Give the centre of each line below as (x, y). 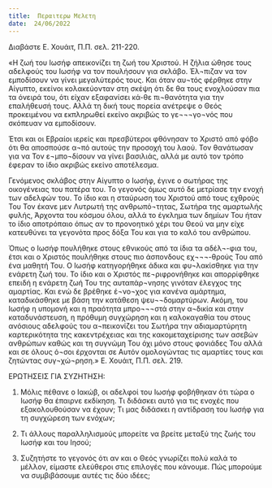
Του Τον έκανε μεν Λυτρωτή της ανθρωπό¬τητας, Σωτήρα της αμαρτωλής (136, 206)
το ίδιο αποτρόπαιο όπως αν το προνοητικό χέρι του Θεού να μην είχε (127, 224)
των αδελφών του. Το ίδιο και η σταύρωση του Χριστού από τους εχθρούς (134, 198)
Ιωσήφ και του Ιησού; (56, 442)
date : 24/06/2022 (39, 24)
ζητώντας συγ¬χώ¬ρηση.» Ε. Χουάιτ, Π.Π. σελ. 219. (96, 360)
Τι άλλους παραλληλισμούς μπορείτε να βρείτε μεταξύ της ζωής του (138, 434)
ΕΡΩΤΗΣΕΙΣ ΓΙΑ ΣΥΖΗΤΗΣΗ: (57, 376)
